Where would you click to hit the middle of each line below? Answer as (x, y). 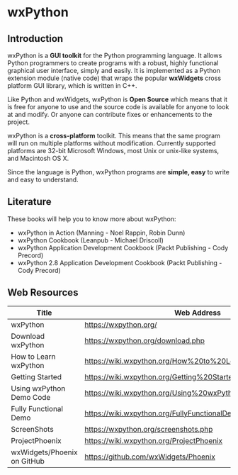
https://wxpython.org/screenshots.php (149, 429)
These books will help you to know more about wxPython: (92, 219)
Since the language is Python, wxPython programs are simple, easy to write (119, 172)
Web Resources (43, 292)
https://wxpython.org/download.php (145, 340)
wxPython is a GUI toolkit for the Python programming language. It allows (115, 55)
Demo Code (31, 397)
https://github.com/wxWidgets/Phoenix (150, 457)
